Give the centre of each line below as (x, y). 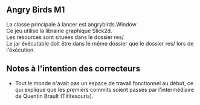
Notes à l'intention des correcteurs (73, 69)
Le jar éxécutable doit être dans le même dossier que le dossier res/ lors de (100, 43)
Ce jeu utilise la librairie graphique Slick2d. (60, 31)
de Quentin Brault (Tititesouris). (54, 96)
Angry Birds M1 (36, 10)
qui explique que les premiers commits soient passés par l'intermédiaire (105, 89)
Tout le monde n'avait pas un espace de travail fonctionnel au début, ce (104, 83)
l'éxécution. (21, 50)
